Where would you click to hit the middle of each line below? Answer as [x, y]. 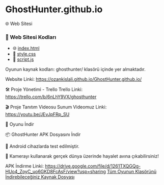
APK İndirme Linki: [25, 166]
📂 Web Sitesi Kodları [31, 37]
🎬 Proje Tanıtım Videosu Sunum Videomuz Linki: [56, 107]
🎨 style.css [24, 54]
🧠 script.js [23, 59]
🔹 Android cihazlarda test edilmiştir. [43, 146]
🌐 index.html [26, 48]
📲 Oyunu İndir [20, 124]
